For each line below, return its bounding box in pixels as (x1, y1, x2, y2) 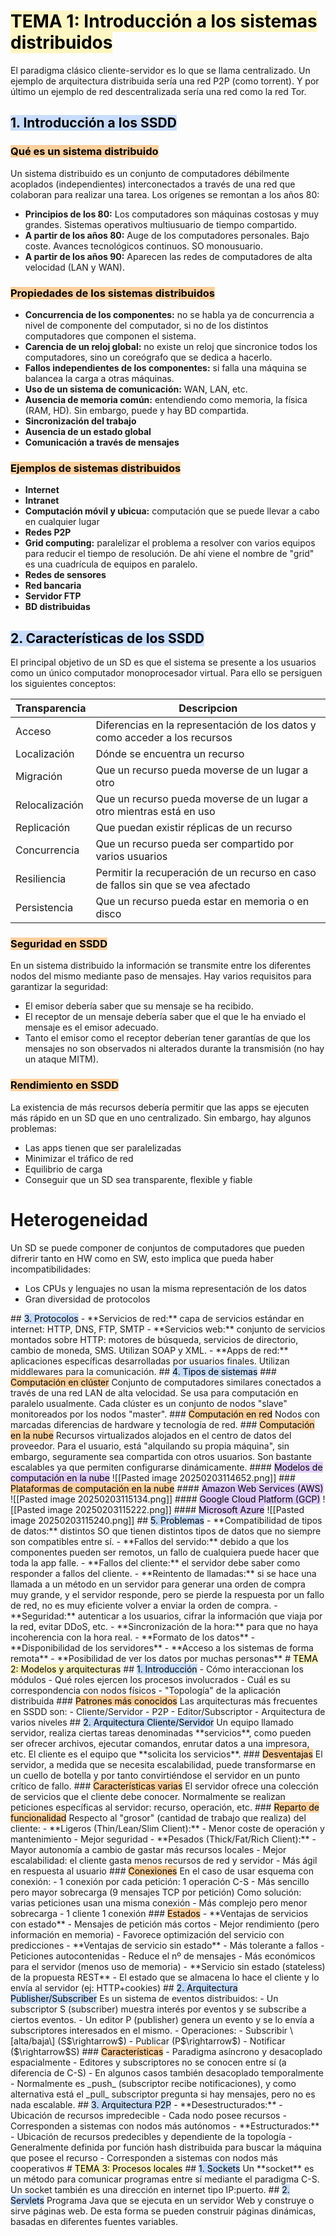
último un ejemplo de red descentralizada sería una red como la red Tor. (10, 85, 307, 97)
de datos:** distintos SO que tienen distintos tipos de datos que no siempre (10, 1525, 322, 1537)
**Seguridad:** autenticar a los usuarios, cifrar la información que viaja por (10, 1610, 323, 1622)
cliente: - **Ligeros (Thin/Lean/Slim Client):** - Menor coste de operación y (10, 1822, 325, 1834)
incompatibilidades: (10, 1263, 92, 1275)
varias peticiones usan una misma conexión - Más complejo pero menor (10, 1896, 308, 1909)
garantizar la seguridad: (10, 981, 109, 993)
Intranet (24, 495, 60, 507)
